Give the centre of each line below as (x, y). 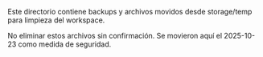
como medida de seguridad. (65, 44)
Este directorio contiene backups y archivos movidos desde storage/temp (130, 12)
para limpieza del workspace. (56, 20)
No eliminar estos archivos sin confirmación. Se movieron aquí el (115, 36)
